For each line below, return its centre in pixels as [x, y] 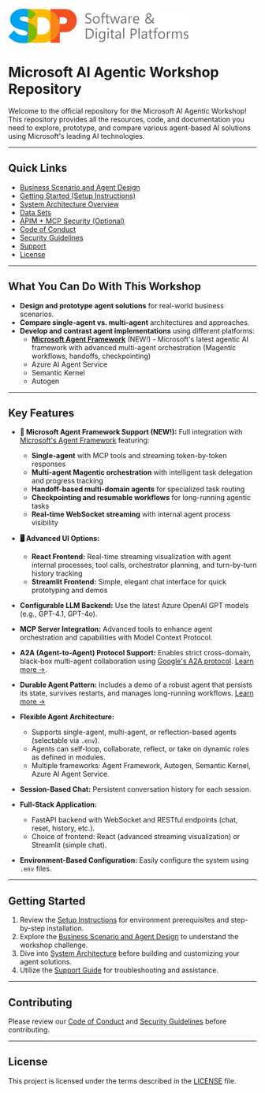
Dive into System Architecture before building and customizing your [130, 953]
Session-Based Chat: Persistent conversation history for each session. [135, 789]
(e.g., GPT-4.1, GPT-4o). [58, 614]
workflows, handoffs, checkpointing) [91, 356]
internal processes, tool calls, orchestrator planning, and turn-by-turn [144, 565]
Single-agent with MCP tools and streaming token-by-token [129, 456]
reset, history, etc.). [63, 828]
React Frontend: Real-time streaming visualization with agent [131, 557]
